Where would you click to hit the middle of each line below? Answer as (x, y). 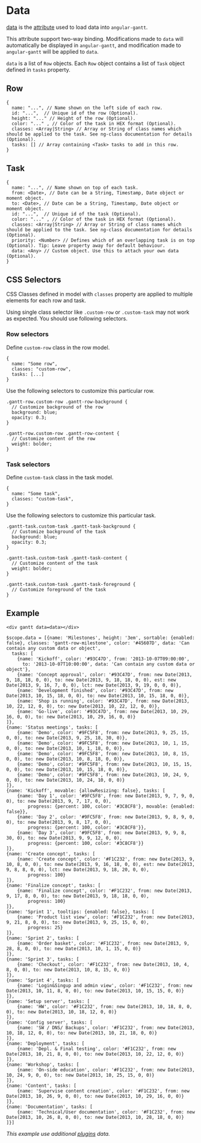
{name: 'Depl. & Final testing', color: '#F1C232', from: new (97, 1048)
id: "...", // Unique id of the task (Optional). (76, 214)
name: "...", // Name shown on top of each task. (75, 187)
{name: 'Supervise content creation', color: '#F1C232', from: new (103, 1091)
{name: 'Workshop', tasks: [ (43, 1064)
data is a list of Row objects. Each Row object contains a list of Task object (95, 63)
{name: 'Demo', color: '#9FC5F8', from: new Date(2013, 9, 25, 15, (103, 732)
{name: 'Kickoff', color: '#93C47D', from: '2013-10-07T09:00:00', (103, 659)
